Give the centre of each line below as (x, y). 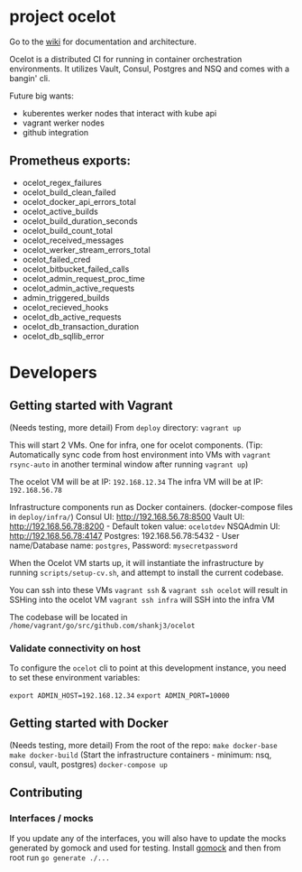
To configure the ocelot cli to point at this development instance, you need (148, 668)
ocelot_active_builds (60, 211)
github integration (55, 132)
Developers (53, 372)
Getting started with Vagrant (91, 406)
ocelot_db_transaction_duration (81, 326)
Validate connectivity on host (75, 648)
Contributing (46, 793)
